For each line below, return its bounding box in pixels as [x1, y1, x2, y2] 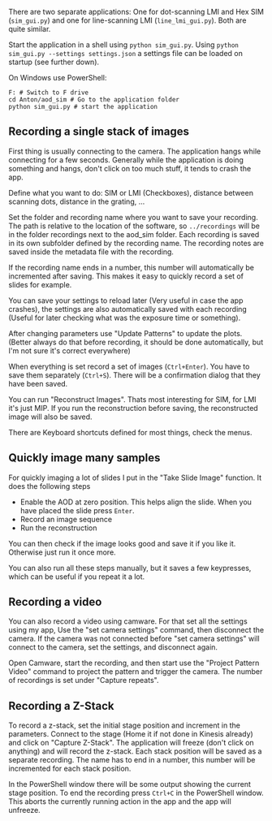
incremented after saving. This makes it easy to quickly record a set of [8, 271, 244, 281]
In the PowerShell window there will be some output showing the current [8, 780, 252, 789]
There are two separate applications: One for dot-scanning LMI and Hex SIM [8, 7, 264, 16]
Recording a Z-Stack [8, 698, 115, 713]
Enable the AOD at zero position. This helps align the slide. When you [19, 497, 252, 507]
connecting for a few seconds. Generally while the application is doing [8, 154, 244, 165]
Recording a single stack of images [8, 125, 189, 139]
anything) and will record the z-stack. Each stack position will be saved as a [8, 746, 262, 756]
